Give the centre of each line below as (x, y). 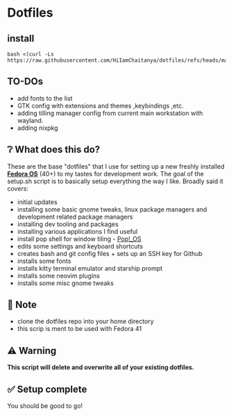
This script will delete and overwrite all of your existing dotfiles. (101, 367)
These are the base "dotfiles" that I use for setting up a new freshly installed (116, 166)
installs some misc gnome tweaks (66, 283)
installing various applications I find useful (77, 231)
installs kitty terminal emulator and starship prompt (90, 268)
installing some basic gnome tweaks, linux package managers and (112, 209)
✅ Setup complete (47, 389)
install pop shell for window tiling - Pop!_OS (79, 239)
